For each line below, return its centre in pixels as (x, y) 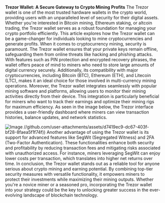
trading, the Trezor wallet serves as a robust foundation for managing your (81, 28)
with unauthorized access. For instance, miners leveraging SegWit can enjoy (83, 153)
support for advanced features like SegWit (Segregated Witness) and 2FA (80, 137)
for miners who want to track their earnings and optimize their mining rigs (80, 101)
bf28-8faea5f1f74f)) (25, 132)
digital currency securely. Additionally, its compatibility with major (72, 70)
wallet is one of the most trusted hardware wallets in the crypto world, (76, 12)
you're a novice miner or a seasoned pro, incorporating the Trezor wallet (79, 184)
